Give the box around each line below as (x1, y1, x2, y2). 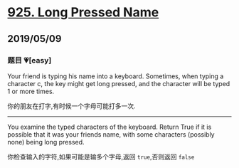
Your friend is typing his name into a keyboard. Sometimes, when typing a (7, 72, 224, 80)
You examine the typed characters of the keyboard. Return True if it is (7, 122, 212, 131)
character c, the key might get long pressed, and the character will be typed (7, 79, 230, 88)
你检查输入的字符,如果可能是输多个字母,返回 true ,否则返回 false (7, 152, 195, 161)
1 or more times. (7, 87, 55, 95)
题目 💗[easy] (7, 55, 52, 65)
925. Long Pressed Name (7, 4, 159, 21)
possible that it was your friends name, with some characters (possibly (7, 130, 215, 139)
